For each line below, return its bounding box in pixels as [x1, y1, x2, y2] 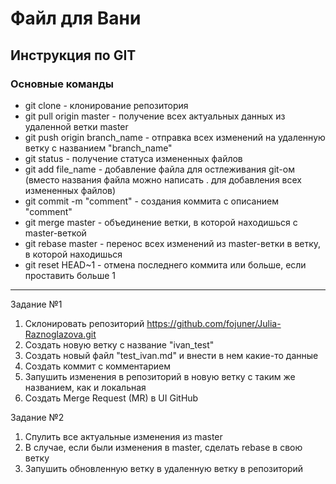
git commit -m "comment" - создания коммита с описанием [24, 195, 279, 207]
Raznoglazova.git [24, 328, 97, 340]
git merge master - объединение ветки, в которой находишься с [24, 216, 298, 228]
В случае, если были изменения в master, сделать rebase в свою [24, 441, 303, 453]
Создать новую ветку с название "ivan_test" [24, 338, 215, 351]
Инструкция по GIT [10, 47, 137, 64]
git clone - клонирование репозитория [24, 99, 189, 111]
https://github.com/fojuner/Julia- [146, 317, 282, 329]
